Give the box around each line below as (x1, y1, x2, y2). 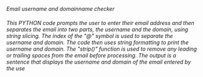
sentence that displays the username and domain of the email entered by (6, 58, 191, 65)
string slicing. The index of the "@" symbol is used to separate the (6, 32, 174, 39)
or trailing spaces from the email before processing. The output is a (6, 51, 177, 59)
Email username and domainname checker (6, 5, 115, 12)
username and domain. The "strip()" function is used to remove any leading (6, 45, 197, 53)
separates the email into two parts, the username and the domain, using (6, 26, 188, 33)
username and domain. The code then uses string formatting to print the (6, 38, 189, 46)
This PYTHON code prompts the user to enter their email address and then (6, 19, 195, 26)
